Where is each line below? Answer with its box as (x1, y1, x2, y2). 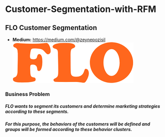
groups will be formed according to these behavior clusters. (5, 126, 133, 132)
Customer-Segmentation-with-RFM (5, 3, 157, 15)
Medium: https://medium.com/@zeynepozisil (12, 36, 106, 42)
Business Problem (5, 90, 50, 97)
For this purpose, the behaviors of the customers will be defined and (5, 121, 151, 127)
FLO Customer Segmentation (5, 23, 97, 32)
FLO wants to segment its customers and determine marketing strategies (5, 103, 161, 109)
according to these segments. (5, 108, 69, 114)
